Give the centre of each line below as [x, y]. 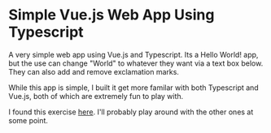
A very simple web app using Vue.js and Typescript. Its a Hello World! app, [133, 54]
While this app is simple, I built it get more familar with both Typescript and [133, 88]
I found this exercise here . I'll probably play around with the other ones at [131, 112]
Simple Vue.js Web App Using [111, 15]
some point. [28, 120]
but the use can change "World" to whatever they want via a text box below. [136, 63]
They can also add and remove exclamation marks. [94, 71]
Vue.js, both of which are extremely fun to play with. [96, 96]
